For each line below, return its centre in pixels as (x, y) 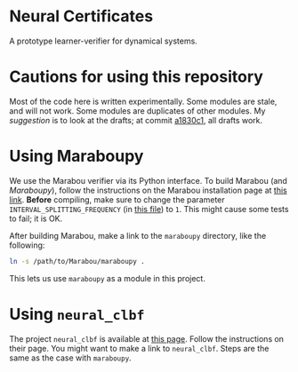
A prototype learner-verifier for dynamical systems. (103, 41)
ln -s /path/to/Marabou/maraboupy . (77, 261)
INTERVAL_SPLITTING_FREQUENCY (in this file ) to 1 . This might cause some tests (149, 209)
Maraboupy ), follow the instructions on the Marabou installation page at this (148, 190)
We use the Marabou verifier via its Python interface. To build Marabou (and (148, 180)
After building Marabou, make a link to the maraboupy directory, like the (138, 235)
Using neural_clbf (77, 314)
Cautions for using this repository (137, 77)
